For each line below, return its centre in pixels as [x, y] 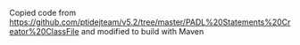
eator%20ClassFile [44, 31]
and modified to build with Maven [142, 31]
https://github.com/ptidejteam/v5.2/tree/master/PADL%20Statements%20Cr [150, 22]
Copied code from [43, 13]
